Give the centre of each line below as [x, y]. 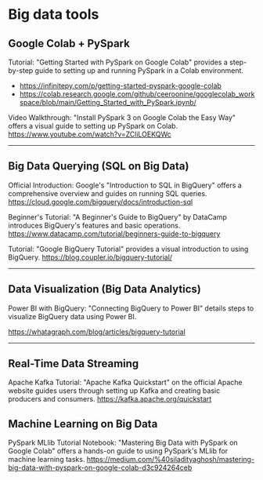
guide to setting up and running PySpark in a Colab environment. [139, 71]
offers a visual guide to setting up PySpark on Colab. [93, 126]
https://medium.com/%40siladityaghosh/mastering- [171, 460]
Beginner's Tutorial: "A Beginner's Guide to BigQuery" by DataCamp [117, 216]
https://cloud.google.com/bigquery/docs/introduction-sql [101, 202]
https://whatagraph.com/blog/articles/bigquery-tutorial [97, 332]
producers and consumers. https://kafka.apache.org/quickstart [110, 399]
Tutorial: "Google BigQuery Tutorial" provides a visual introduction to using [128, 249]
